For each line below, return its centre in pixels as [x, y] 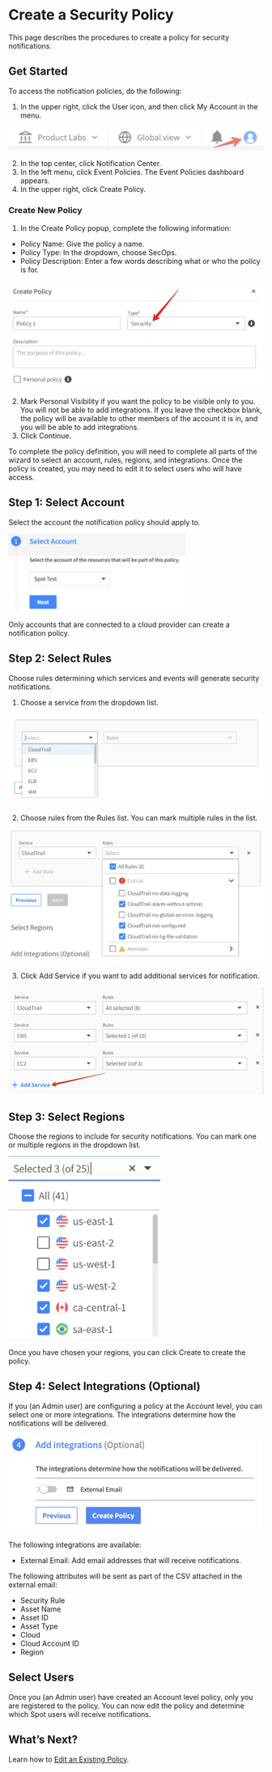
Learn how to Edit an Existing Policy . [69, 1759]
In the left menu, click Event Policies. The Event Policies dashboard [132, 173]
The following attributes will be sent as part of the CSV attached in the [125, 1576]
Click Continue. [46, 436]
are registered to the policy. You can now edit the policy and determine [126, 1706]
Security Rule [42, 1600]
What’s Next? [43, 1740]
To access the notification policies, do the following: [95, 91]
